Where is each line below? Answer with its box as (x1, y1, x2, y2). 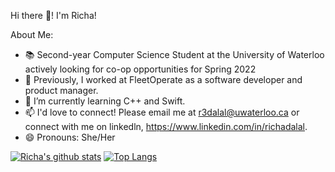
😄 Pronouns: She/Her (24, 131, 116, 143)
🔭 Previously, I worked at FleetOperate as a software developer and (24, 74, 303, 85)
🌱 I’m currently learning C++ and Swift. (24, 95, 186, 107)
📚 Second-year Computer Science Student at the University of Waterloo (24, 49, 325, 60)
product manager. (24, 85, 99, 96)
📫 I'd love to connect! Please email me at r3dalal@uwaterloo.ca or (24, 106, 300, 118)
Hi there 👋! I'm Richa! (10, 10, 97, 21)
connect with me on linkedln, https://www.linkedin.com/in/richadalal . (24, 121, 308, 132)
